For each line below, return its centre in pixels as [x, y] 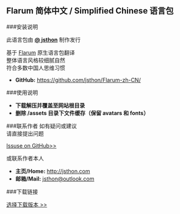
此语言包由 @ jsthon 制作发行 [44, 40]
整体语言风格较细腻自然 [36, 60]
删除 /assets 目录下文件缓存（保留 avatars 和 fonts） [82, 113]
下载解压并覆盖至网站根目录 [50, 105]
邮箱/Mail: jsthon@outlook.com [55, 179]
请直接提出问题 [25, 133]
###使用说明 [22, 92]
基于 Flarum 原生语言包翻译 [41, 52]
